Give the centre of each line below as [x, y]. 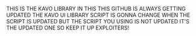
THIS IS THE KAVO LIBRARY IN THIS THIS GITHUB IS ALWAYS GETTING [96, 9]
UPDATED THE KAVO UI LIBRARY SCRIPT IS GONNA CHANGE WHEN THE [98, 15]
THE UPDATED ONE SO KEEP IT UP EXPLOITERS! [68, 28]
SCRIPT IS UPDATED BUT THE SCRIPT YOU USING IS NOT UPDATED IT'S [98, 21]
